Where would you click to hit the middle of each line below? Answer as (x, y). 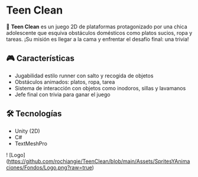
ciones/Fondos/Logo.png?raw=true (49, 167)
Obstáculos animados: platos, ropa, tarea (65, 82)
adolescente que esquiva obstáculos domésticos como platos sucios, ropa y (99, 32)
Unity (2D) (27, 131)
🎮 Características (40, 59)
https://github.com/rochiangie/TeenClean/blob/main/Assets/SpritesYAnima (99, 161)
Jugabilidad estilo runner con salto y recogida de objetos (84, 76)
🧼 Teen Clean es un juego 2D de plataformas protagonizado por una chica (97, 27)
